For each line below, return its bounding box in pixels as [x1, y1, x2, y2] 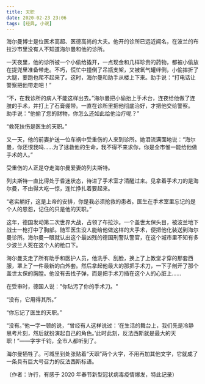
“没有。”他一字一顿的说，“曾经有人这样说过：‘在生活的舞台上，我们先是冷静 [6, 322, 194, 329]
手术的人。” [6, 151, 34, 159]
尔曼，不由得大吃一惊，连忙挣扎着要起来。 [6, 185, 113, 192]
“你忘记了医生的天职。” [6, 309, 62, 316]
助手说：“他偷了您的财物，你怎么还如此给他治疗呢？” [6, 110, 140, 117]
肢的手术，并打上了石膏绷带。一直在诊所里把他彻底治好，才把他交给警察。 [6, 102, 193, 110]
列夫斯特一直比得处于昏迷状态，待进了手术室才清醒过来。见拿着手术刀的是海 [6, 177, 199, 184]
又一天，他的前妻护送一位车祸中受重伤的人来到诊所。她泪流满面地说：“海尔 [6, 136, 196, 143]
